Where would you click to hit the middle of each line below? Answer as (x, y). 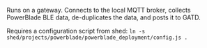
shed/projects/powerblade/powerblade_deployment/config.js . (97, 38)
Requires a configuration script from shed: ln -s (76, 31)
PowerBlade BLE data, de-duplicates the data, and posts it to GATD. (104, 17)
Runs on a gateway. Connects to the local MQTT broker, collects (99, 10)
